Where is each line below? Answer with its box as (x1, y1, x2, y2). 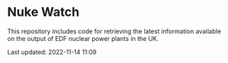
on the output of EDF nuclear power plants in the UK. (7, 34, 159, 42)
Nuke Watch (7, 4, 80, 20)
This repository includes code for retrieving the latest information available (7, 27, 222, 35)
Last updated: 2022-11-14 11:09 (7, 48, 97, 56)
